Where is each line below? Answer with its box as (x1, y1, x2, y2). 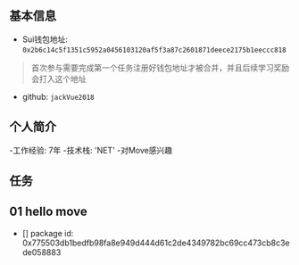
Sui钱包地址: (21, 34, 69, 45)
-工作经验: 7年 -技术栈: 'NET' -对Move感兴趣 (9, 145, 172, 155)
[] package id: (21, 228, 74, 238)
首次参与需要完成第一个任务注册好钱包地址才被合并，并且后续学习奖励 (30, 62, 290, 73)
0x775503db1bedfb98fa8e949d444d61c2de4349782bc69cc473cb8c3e (21, 237, 290, 248)
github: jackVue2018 (21, 91, 96, 102)
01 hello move (9, 204, 87, 219)
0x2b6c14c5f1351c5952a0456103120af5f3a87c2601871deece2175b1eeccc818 (21, 46, 287, 54)
